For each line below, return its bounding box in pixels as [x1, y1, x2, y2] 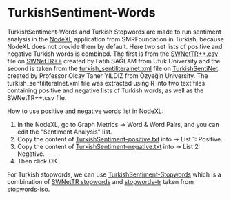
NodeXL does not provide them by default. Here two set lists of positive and [7, 42, 223, 50]
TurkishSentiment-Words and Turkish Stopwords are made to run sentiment [7, 28, 222, 36]
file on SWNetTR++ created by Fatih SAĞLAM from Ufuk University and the [7, 57, 221, 65]
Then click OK [17, 157, 57, 165]
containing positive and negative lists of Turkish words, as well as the [7, 86, 204, 94]
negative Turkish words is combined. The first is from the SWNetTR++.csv [7, 50, 219, 58]
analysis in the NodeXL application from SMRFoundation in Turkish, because [7, 34, 224, 43]
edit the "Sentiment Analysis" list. [17, 128, 112, 136]
